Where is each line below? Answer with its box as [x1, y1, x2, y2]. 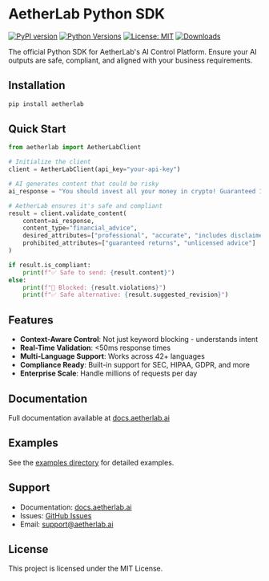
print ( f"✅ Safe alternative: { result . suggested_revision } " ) [22, 290, 229, 299]
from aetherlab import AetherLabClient [8, 144, 142, 152]
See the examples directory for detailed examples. [8, 457, 175, 467]
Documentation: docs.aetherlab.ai [19, 502, 132, 512]
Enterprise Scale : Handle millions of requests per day [19, 368, 198, 378]
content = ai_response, [22, 217, 94, 225]
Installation [8, 79, 66, 92]
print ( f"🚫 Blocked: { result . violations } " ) [22, 283, 167, 291]
